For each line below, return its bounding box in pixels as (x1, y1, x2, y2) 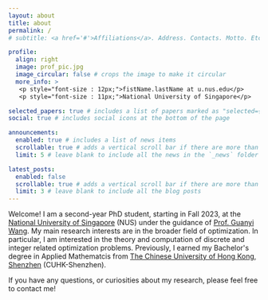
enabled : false (15, 173, 66, 181)
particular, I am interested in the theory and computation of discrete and (8, 235, 245, 244)
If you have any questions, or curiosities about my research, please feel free (8, 275, 258, 285)
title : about (8, 19, 52, 27)
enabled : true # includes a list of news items (15, 136, 177, 144)
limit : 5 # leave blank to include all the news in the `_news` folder (15, 150, 259, 159)
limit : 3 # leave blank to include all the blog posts (15, 188, 202, 196)
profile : (8, 49, 37, 56)
